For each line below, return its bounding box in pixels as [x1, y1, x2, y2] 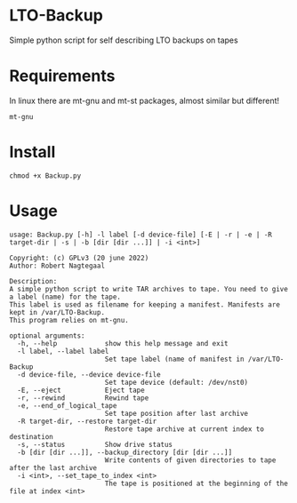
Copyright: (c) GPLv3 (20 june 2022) [9, 253, 149, 262]
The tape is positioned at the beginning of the [104, 479, 289, 488]
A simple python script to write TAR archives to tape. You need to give [9, 284, 289, 293]
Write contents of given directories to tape [104, 455, 277, 465]
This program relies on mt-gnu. [9, 315, 129, 324]
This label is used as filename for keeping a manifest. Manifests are [9, 299, 280, 309]
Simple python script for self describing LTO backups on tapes [9, 35, 238, 45]
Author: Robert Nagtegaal [9, 261, 105, 270]
